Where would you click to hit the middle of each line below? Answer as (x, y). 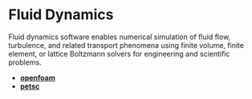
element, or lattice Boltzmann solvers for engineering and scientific (119, 53)
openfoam (38, 77)
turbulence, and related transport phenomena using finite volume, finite (126, 45)
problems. (25, 62)
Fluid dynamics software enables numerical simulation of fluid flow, (120, 37)
